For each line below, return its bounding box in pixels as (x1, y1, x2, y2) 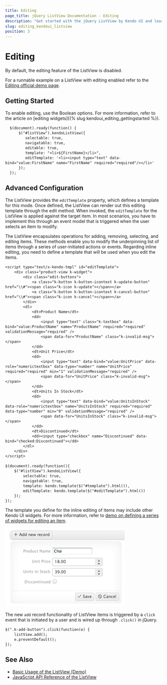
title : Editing (5, 8, 37, 13)
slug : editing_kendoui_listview (5, 24, 72, 29)
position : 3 (5, 29, 30, 34)
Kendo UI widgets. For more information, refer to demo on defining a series (5, 512, 159, 518)
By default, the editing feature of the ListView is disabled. (5, 68, 123, 74)
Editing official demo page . (5, 83, 61, 89)
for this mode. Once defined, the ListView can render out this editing (5, 202, 146, 208)
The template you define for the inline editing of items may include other (5, 507, 153, 513)
